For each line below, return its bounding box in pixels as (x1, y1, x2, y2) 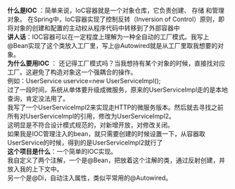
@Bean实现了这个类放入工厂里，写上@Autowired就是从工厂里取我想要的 (7, 42, 218, 49)
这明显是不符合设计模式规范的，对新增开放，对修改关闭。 (7, 121, 174, 129)
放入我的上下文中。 (7, 165, 63, 173)
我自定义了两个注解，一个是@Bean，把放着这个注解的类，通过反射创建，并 (7, 156, 226, 164)
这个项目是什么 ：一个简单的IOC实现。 (7, 147, 118, 155)
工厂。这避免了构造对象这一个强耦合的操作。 (7, 68, 137, 76)
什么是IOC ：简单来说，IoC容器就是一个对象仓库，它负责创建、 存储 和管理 (7, 6, 225, 14)
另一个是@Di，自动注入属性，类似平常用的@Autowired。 (7, 173, 172, 182)
